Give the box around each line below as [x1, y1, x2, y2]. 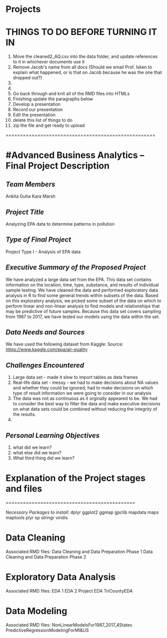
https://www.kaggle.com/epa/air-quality [5, 346, 88, 352]
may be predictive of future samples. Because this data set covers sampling [5, 308, 161, 314]
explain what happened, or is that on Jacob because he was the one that [12, 69, 162, 75]
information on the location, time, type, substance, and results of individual [5, 282, 159, 288]
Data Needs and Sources [5, 328, 85, 336]
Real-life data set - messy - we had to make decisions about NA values [12, 379, 159, 385]
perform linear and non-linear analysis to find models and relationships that [5, 303, 160, 309]
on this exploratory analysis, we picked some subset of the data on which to [5, 298, 162, 304]
